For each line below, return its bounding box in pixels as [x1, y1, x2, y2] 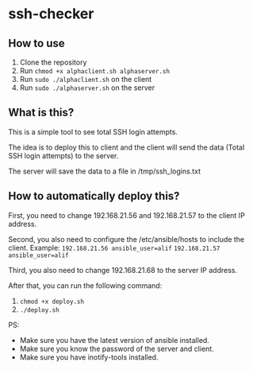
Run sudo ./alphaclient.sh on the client [19, 75, 152, 84]
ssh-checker [8, 5, 94, 23]
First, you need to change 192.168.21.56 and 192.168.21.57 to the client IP [8, 210, 246, 220]
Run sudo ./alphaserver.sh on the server [19, 83, 155, 92]
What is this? [8, 106, 75, 119]
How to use [8, 37, 65, 50]
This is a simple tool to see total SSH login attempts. [8, 127, 178, 136]
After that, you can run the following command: [8, 280, 163, 290]
